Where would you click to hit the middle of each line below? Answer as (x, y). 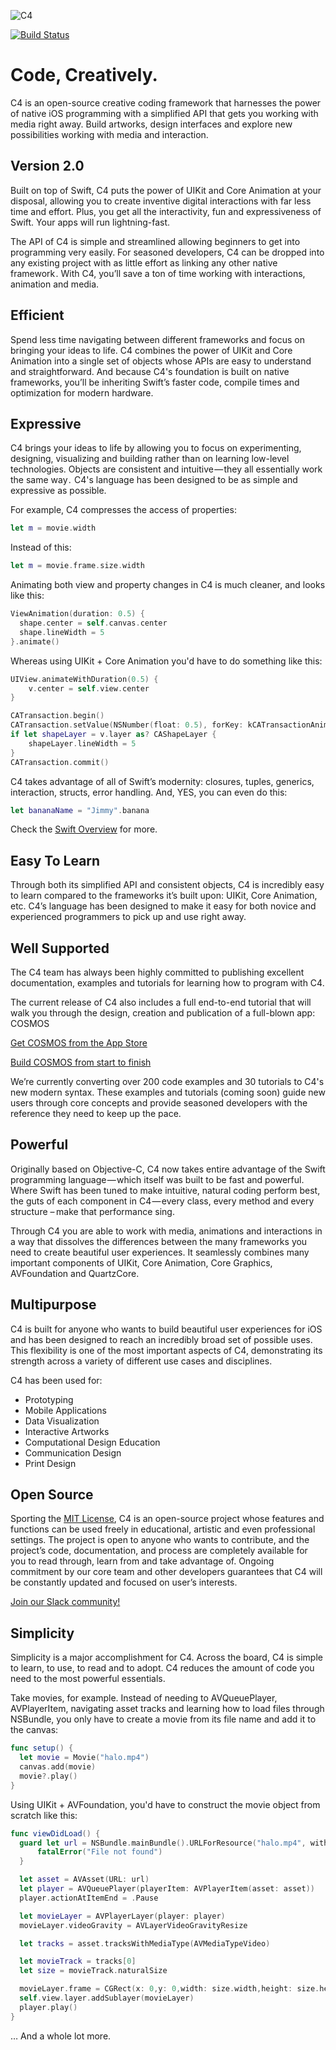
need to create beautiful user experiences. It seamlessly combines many (160, 1252)
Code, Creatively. (84, 75)
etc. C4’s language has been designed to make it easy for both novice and (163, 906)
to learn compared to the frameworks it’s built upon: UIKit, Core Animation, (164, 896)
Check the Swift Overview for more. (84, 829)
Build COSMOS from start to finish (81, 1062)
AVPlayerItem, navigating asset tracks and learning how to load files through (167, 1709)
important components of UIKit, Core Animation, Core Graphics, (141, 1262)
